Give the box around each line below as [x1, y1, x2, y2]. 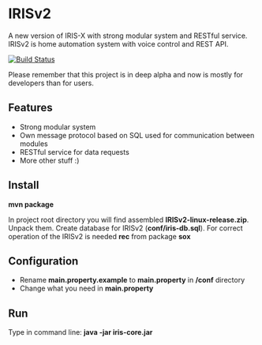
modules [19, 139, 49, 148]
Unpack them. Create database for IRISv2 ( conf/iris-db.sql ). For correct [8, 223, 243, 233]
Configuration [8, 254, 79, 268]
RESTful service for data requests [19, 147, 130, 156]
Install [8, 178, 39, 192]
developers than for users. [8, 78, 95, 88]
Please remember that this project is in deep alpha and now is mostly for [8, 69, 243, 79]
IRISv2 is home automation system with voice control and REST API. [8, 39, 229, 48]
